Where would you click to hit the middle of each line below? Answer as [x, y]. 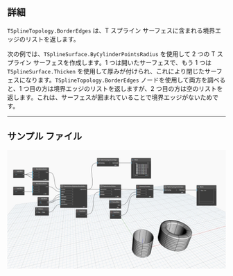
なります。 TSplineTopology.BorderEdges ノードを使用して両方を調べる [126, 80]
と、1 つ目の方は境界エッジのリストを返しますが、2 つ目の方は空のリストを [115, 88]
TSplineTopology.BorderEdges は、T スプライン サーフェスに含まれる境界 [111, 31]
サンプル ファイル [45, 136]
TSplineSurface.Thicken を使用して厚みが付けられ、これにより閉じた [106, 71]
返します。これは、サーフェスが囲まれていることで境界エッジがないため [110, 97]
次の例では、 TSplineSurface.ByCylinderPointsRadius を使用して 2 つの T [111, 53]
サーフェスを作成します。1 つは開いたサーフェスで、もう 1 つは [122, 62]
